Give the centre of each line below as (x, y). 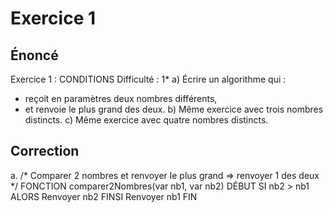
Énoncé (34, 55)
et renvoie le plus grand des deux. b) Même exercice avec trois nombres (174, 109)
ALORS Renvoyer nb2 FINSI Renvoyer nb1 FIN (104, 196)
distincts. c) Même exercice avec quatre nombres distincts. (146, 120)
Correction (45, 151)
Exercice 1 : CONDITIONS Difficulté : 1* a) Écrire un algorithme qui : (148, 79)
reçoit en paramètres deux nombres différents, (121, 98)
